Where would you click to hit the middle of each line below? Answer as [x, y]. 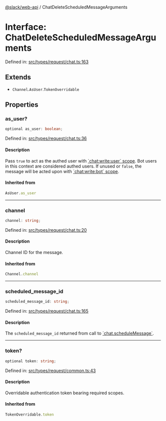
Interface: [26, 27]
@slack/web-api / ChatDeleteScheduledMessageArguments [66, 7]
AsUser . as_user [21, 193]
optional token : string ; [31, 361]
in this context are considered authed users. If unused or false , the [73, 166]
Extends [18, 77]
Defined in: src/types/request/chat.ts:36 [46, 138]
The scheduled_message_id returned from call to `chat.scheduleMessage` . [80, 334]
